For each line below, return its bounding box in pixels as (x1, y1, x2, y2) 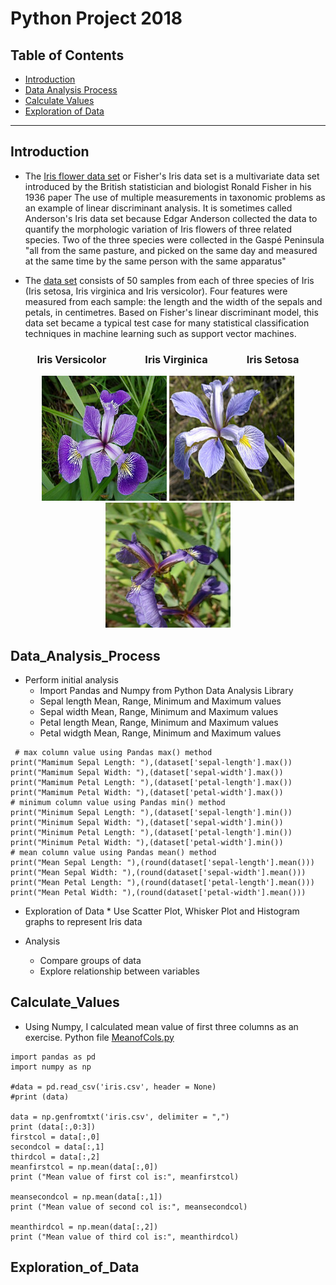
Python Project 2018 (10, 7, 183, 30)
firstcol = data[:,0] (10, 1132, 101, 1142)
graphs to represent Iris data (24, 915, 143, 927)
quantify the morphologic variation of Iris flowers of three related (24, 223, 293, 235)
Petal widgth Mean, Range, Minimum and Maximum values (39, 727, 282, 739)
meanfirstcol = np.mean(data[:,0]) (10, 1162, 159, 1172)
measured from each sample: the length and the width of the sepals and (24, 295, 323, 307)
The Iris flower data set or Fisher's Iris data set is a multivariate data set (24, 170, 320, 182)
